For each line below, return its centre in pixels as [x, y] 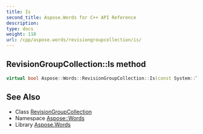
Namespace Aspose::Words [50, 118]
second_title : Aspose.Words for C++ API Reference [71, 18]
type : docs [20, 29]
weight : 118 [21, 34]
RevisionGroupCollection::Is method [76, 64]
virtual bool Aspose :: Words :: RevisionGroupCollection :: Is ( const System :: [101, 78]
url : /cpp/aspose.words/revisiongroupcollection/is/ [74, 40]
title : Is [19, 12]
